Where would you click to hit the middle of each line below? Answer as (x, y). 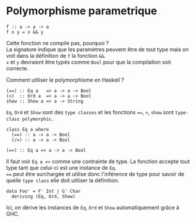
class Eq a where (28, 129)
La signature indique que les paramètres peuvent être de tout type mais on (97, 49)
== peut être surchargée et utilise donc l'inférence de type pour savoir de (95, 174)
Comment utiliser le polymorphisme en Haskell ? (65, 80)
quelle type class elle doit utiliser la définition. (63, 180)
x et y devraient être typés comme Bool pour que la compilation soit (88, 62)
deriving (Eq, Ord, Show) (44, 196)
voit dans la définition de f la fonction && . (56, 55)
